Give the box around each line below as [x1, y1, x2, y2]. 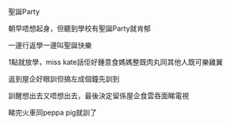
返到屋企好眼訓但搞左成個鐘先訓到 [8, 74, 120, 83]
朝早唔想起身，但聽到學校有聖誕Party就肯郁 [8, 24, 152, 33]
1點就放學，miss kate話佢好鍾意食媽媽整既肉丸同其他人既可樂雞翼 [8, 58, 224, 66]
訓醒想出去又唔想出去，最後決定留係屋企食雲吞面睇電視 [8, 91, 189, 100]
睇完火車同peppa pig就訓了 [8, 108, 98, 117]
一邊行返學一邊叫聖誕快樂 [8, 40, 92, 50]
